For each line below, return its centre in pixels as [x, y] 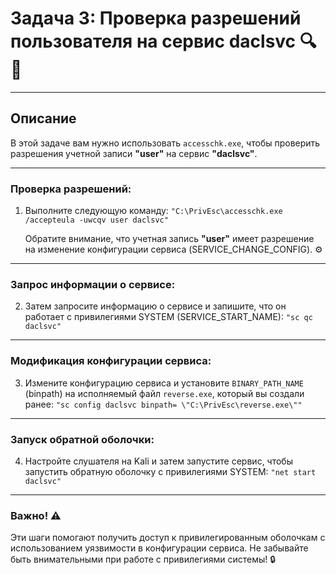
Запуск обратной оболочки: [82, 439]
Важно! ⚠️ [36, 515]
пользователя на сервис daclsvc [153, 41]
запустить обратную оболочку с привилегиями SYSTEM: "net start [170, 471]
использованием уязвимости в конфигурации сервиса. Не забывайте [159, 548]
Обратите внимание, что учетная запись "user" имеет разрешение [169, 239]
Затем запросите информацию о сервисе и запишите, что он [155, 306]
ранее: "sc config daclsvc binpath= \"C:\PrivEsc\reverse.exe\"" [163, 404]
